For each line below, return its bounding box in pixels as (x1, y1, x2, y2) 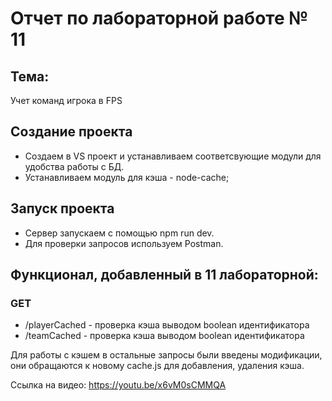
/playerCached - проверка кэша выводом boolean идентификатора (24, 319, 310, 331)
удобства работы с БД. (24, 160, 125, 172)
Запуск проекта (10, 200, 115, 217)
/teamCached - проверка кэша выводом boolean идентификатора (24, 330, 305, 342)
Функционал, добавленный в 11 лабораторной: (10, 267, 319, 284)
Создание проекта (10, 123, 133, 141)
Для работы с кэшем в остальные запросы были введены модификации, (10, 349, 323, 361)
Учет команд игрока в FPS (10, 95, 123, 106)
